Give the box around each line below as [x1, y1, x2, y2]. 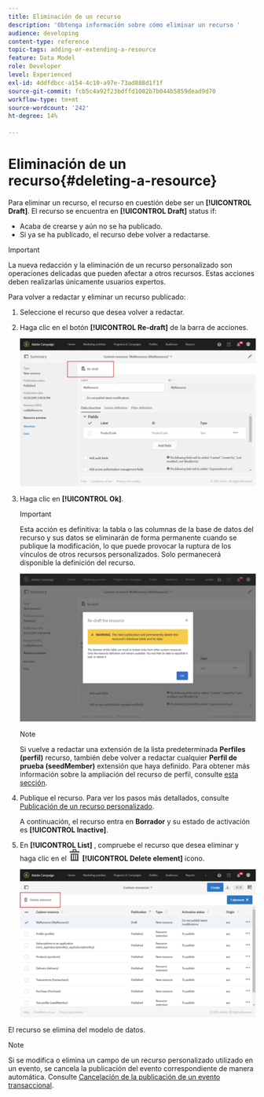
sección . [19, 778, 48, 787]
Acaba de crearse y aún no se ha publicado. [19, 221, 163, 231]
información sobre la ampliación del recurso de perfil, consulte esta [19, 770, 239, 780]
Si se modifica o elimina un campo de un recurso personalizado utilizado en [8, 1055, 254, 1065]
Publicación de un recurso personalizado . [19, 802, 155, 811]
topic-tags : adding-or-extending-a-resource [8, 46, 156, 54]
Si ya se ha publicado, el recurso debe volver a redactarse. [19, 229, 211, 239]
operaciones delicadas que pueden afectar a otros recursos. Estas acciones [8, 268, 255, 278]
